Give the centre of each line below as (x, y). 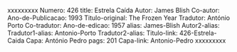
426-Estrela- (198, 33)
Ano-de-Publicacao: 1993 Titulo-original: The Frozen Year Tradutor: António (119, 18)
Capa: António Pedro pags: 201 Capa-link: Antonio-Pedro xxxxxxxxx (126, 41)
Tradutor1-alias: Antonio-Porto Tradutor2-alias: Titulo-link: (93, 33)
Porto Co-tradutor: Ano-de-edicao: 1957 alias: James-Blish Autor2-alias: (114, 25)
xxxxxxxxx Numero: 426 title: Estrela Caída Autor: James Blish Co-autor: (114, 10)
